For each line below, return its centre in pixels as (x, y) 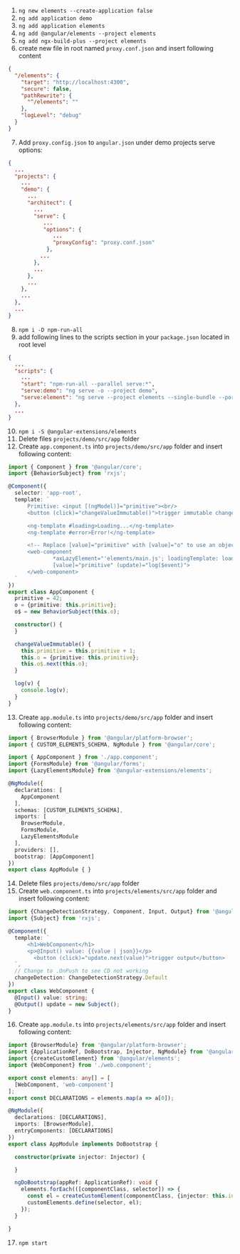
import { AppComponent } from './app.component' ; (83, 757)
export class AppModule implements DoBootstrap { (83, 1144)
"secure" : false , (47, 89)
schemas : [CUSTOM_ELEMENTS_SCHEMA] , (69, 810)
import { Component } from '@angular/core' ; (75, 467)
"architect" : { (49, 203)
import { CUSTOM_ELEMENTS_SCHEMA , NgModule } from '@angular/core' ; (112, 744)
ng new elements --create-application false (85, 11)
